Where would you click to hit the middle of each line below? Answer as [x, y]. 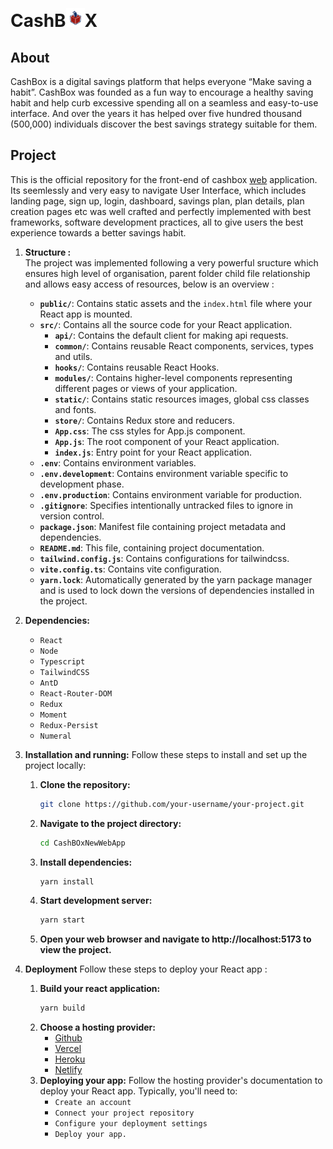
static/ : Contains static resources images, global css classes [182, 399]
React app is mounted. [86, 314]
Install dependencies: [86, 862]
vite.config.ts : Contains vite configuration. [130, 569]
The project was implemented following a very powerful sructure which [171, 262]
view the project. [75, 950]
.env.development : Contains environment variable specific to [164, 473]
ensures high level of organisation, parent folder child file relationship [167, 273]
